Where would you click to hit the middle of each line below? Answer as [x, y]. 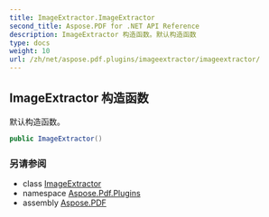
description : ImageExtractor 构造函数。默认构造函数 [103, 34]
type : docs [30, 43]
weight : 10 [30, 51]
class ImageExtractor [62, 183]
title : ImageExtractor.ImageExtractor [82, 18]
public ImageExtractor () [56, 139]
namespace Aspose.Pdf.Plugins [82, 193]
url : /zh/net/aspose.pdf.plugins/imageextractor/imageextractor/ [134, 59]
